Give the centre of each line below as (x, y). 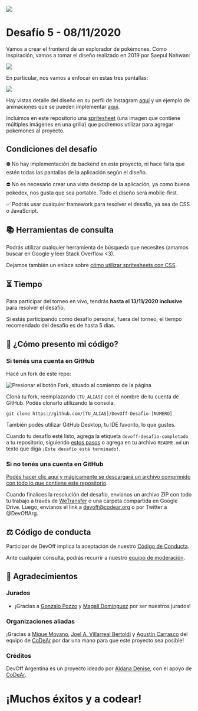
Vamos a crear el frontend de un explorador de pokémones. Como (86, 49)
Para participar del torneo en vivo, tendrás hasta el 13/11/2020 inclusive (94, 301)
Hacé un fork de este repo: (39, 374)
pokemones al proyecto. (35, 131)
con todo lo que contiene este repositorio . (57, 483)
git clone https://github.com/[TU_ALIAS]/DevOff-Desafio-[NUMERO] (89, 414)
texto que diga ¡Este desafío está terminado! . (63, 449)
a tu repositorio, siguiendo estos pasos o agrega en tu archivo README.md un (98, 443)
